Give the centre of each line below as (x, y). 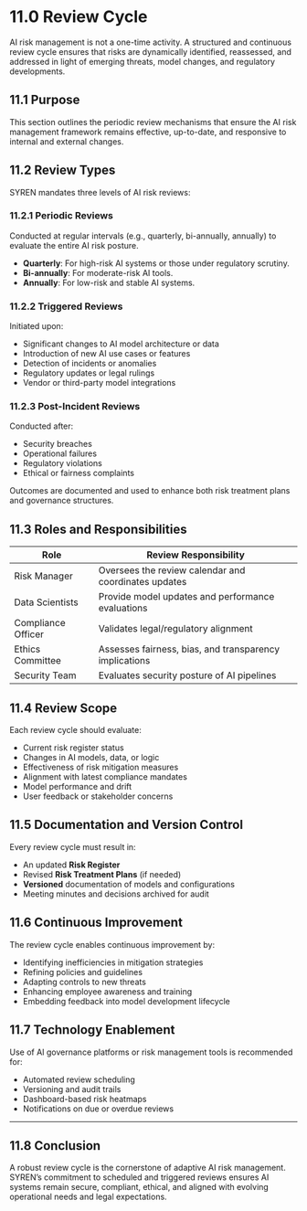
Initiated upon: (37, 326)
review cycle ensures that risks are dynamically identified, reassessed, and (151, 51)
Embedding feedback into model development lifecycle (126, 1001)
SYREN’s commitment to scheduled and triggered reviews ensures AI (139, 1177)
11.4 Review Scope (64, 708)
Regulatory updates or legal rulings (89, 373)
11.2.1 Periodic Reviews (62, 216)
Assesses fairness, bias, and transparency (189, 649)
